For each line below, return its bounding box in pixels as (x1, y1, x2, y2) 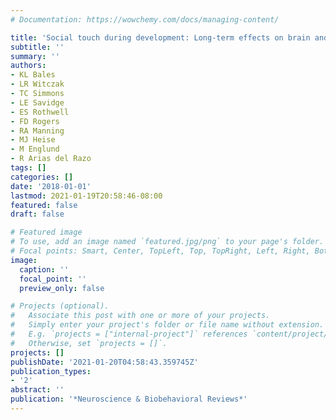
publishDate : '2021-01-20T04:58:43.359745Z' (10, 357, 199, 367)
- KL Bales (10, 70, 56, 80)
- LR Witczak (10, 79, 65, 90)
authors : (10, 61, 47, 71)
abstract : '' (10, 385, 65, 395)
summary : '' (10, 51, 60, 61)
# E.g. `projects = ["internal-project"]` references (10, 329, 248, 339)
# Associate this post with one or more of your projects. (10, 311, 271, 321)
